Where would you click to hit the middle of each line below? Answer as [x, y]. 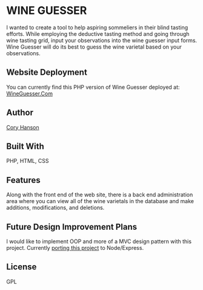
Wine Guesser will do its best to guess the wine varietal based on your [94, 47]
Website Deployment [47, 73]
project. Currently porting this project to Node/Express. [75, 248]
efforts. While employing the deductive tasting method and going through [98, 33]
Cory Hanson [23, 127]
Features [23, 180]
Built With [25, 146]
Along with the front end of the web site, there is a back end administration [100, 195]
